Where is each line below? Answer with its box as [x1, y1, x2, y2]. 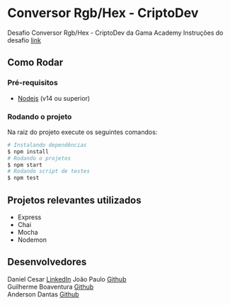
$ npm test [7, 174, 40, 182]
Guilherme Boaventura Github [7, 282, 94, 291]
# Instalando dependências [7, 141, 87, 148]
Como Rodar [7, 57, 64, 69]
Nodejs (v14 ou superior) [17, 94, 91, 102]
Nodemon [17, 235, 47, 244]
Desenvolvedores [7, 256, 87, 268]
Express [17, 213, 42, 221]
